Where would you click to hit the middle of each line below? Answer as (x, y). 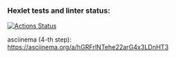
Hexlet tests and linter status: (59, 11)
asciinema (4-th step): (39, 40)
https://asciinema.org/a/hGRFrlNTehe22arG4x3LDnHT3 (88, 47)
